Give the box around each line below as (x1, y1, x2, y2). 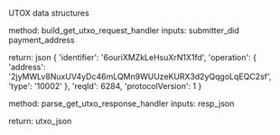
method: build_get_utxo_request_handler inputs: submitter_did (8, 25, 240, 35)
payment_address (8, 35, 75, 45)
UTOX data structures (8, 8, 89, 18)
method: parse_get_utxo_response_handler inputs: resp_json (8, 98, 235, 109)
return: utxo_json (8, 116, 72, 126)
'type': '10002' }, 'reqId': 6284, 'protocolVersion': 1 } (8, 81, 202, 91)
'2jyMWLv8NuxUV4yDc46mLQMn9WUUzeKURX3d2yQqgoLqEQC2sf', (8, 71, 272, 82)
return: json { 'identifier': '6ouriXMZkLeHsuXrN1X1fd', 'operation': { (8, 52, 257, 62)
